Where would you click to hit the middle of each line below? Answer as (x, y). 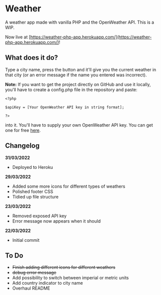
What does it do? (32, 58)
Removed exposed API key (39, 216)
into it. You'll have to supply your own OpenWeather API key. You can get (79, 125)
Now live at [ (18, 37)
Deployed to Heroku (32, 167)
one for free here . (23, 130)
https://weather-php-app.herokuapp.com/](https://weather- (91, 37)
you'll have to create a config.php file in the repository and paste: (71, 90)
